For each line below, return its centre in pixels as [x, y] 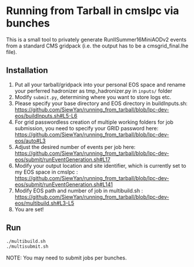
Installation [27, 71]
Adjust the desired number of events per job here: [75, 147]
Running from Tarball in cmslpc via [93, 11]
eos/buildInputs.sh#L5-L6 [46, 116]
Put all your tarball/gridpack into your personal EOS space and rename [100, 85]
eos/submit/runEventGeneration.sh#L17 [62, 159]
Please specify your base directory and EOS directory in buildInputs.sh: [101, 103]
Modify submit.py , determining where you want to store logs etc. [93, 97]
